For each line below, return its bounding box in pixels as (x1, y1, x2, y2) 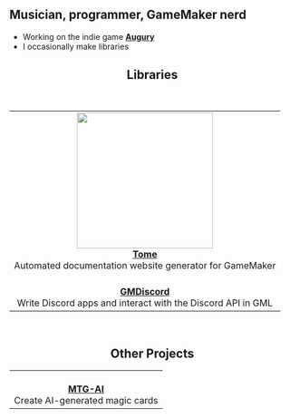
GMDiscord (120, 285, 170, 297)
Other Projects (110, 346, 195, 362)
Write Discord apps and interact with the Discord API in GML (16, 296, 274, 309)
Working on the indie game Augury (22, 31, 155, 42)
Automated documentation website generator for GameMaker (14, 258, 276, 271)
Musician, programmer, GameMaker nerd (9, 7, 247, 23)
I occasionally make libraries (22, 41, 130, 52)
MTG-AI (67, 383, 104, 395)
